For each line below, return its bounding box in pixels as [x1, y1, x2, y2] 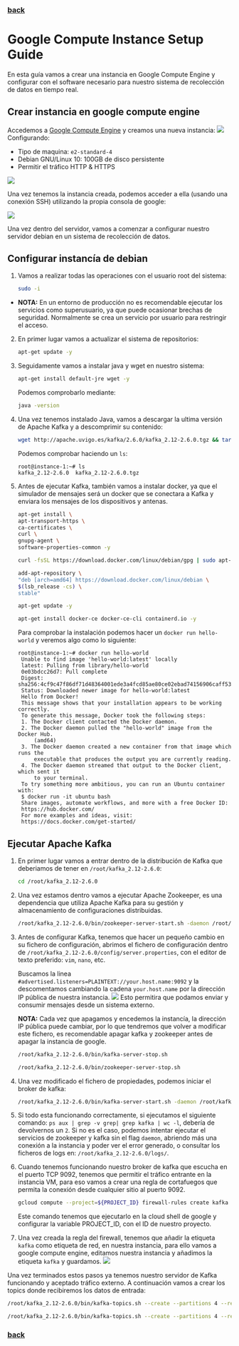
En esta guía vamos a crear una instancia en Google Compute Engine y [7, 70, 216, 79]
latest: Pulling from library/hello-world [21, 662, 149, 669]
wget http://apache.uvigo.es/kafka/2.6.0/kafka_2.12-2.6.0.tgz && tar [17, 436, 232, 443]
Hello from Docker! [21, 694, 79, 701]
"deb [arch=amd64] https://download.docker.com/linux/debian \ [17, 576, 210, 583]
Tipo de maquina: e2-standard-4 [17, 147, 112, 156]
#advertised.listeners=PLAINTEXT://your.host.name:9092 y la [17, 976, 199, 986]
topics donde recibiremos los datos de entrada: [7, 1286, 146, 1295]
